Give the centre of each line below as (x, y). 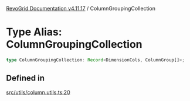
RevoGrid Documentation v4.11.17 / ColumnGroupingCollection (81, 8)
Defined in (26, 78)
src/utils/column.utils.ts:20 (38, 92)
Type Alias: (34, 32)
